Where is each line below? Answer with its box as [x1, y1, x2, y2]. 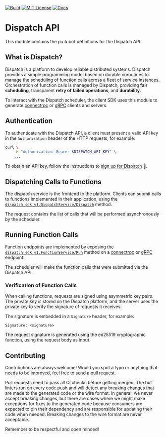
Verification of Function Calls [5, 282, 77, 289]
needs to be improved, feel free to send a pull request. [5, 370, 116, 376]
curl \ [5, 145, 19, 150]
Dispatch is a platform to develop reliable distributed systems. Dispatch [5, 66, 151, 72]
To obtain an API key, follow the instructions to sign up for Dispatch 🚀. [5, 163, 148, 169]
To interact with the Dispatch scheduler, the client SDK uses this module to [5, 97, 158, 103]
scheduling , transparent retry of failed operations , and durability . [5, 87, 141, 93]
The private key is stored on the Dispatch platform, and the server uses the [5, 299, 159, 305]
